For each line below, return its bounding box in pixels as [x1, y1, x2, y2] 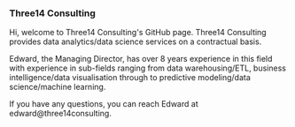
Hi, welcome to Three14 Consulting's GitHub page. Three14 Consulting [9, 27, 268, 38]
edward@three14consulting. [9, 108, 113, 119]
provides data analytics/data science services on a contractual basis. [9, 36, 262, 47]
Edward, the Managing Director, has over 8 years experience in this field [9, 54, 273, 64]
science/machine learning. [9, 82, 106, 93]
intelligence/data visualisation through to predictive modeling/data [9, 72, 251, 83]
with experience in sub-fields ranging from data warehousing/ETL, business [9, 63, 286, 73]
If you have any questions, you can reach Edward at [9, 99, 198, 109]
